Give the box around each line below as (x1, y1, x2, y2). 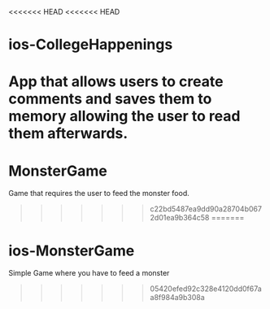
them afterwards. (8, 124, 128, 143)
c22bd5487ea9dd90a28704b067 (150, 204, 263, 214)
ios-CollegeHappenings (8, 36, 173, 54)
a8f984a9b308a (150, 293, 205, 302)
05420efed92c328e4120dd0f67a (150, 284, 262, 294)
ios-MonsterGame (8, 242, 135, 259)
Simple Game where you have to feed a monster (8, 268, 170, 278)
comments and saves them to (8, 89, 212, 108)
